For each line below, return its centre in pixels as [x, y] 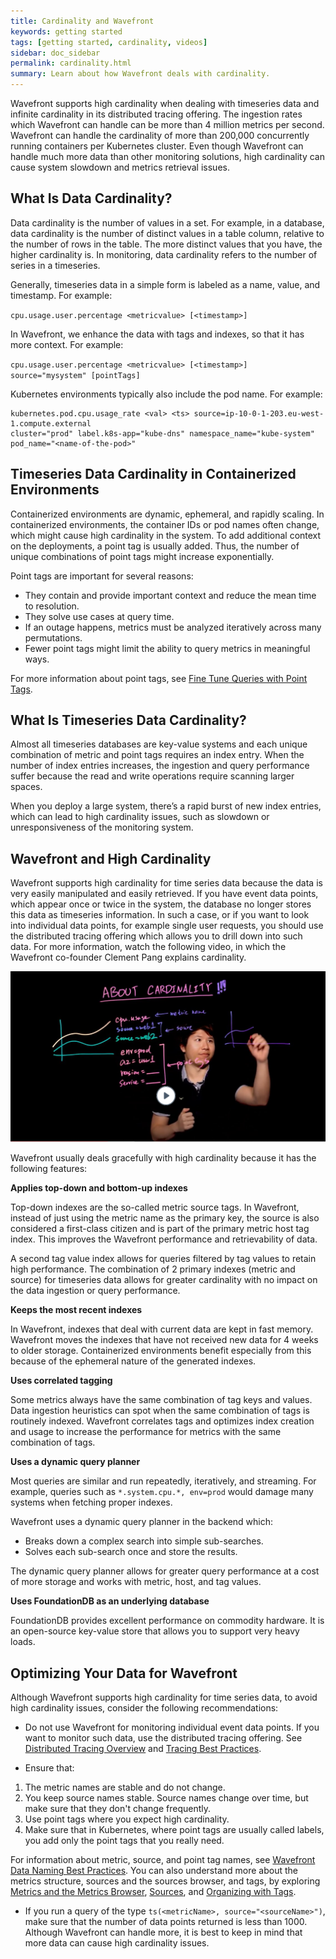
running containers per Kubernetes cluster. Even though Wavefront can [157, 146]
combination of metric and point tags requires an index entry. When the [157, 755]
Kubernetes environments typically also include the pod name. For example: [166, 394]
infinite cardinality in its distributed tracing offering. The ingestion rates [156, 114]
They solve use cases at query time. [99, 616]
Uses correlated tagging [61, 1381]
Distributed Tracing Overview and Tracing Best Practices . [143, 1749]
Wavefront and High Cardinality [111, 858]
